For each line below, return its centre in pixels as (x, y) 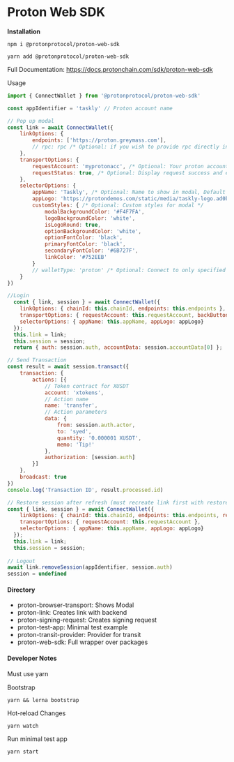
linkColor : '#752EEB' (76, 257)
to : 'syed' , (74, 431)
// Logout (22, 561)
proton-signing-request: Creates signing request (87, 620)
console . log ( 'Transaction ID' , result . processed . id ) (85, 490)
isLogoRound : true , (72, 225)
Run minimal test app (37, 739)
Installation (24, 31)
